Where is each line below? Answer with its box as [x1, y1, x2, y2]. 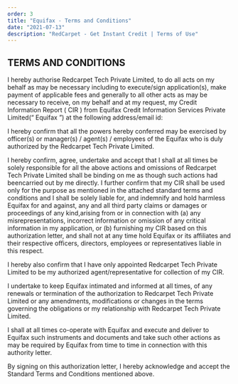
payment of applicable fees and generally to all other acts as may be [7, 90, 208, 100]
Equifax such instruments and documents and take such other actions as [7, 334, 221, 342]
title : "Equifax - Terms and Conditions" [7, 17, 132, 24]
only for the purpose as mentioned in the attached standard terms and [7, 186, 213, 195]
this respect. [7, 247, 44, 255]
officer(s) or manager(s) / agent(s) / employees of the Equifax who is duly [7, 134, 224, 143]
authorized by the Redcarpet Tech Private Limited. [7, 142, 155, 151]
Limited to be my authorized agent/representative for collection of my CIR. [7, 268, 225, 277]
